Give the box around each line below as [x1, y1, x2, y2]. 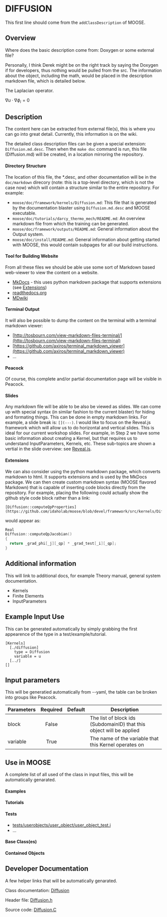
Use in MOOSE [5, 758, 51, 767]
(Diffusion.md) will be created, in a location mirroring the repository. [5, 151, 144, 157]
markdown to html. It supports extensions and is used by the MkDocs [5, 474, 147, 480]
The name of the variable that [89, 735, 159, 742]
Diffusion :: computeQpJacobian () [5, 532, 72, 537]
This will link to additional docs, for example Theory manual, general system [5, 573, 161, 579]
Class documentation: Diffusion [5, 887, 70, 893]
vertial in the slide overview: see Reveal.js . [5, 446, 92, 452]
